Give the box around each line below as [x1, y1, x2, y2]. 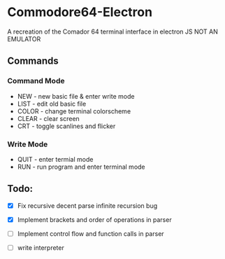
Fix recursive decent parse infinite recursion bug [17, 201, 158, 210]
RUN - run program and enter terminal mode [17, 162, 145, 171]
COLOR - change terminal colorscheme [17, 106, 131, 115]
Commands [7, 55, 59, 67]
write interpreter [17, 243, 64, 252]
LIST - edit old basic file [17, 99, 87, 108]
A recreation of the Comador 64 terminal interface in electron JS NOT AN [7, 27, 218, 36]
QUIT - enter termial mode [17, 155, 94, 163]
